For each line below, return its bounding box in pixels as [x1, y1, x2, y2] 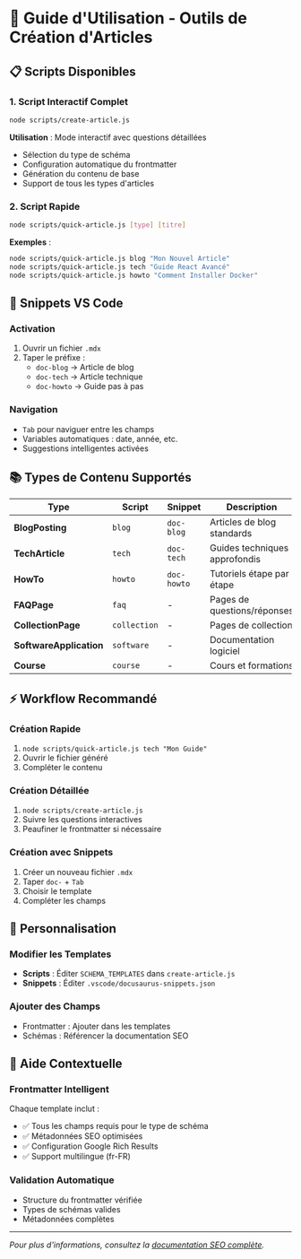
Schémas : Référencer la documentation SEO [21, 1030, 189, 1041]
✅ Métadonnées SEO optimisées [21, 1131, 143, 1142]
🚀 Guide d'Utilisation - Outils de [9, 8, 248, 29]
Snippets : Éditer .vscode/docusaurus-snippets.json [21, 977, 216, 989]
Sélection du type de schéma [21, 149, 131, 160]
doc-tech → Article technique [35, 371, 143, 382]
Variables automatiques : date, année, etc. [21, 433, 178, 444]
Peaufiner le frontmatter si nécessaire [21, 824, 162, 835]
